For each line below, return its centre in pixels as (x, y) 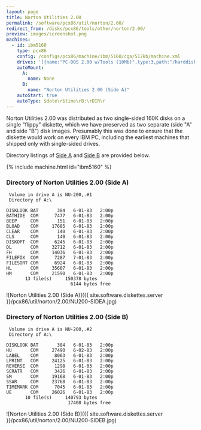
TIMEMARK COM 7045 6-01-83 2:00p (60, 387)
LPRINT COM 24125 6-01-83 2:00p (60, 361)
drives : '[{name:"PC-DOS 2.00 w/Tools (65, 62)
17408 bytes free (89, 403)
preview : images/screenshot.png (46, 34)
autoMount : (31, 67)
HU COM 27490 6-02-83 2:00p (60, 351)
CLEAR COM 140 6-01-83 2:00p (60, 231)
